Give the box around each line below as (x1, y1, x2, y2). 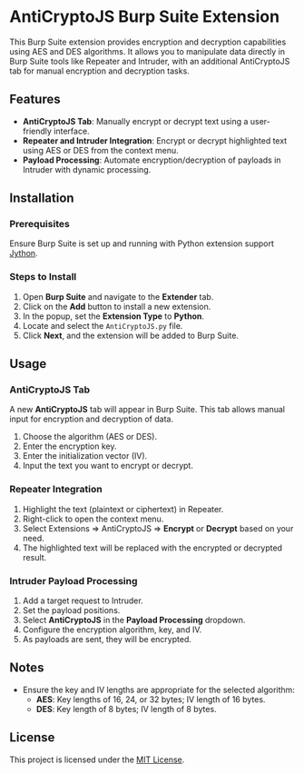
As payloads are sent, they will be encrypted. (22, 634, 192, 645)
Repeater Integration (9, 483, 103, 496)
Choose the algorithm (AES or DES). (22, 432, 157, 442)
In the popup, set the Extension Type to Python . (22, 311, 204, 322)
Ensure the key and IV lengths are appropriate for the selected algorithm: (22, 684, 295, 695)
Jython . (9, 248, 38, 259)
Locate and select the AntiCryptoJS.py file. (22, 320, 183, 331)
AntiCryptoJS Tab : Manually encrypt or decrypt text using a (22, 115, 249, 126)
